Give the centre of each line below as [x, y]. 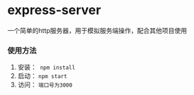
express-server [54, 10]
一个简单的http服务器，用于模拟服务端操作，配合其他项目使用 [97, 30]
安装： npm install [47, 67]
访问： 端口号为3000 [45, 85]
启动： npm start [42, 76]
